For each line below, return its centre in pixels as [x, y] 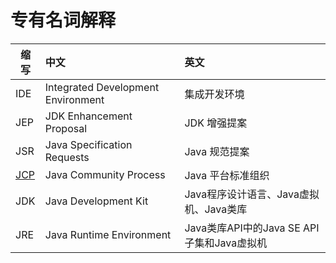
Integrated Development [102, 87]
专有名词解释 [63, 20]
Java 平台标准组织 [227, 175]
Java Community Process [105, 174]
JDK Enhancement [88, 116]
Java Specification [88, 144]
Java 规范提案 [217, 151]
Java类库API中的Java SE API [252, 228]
